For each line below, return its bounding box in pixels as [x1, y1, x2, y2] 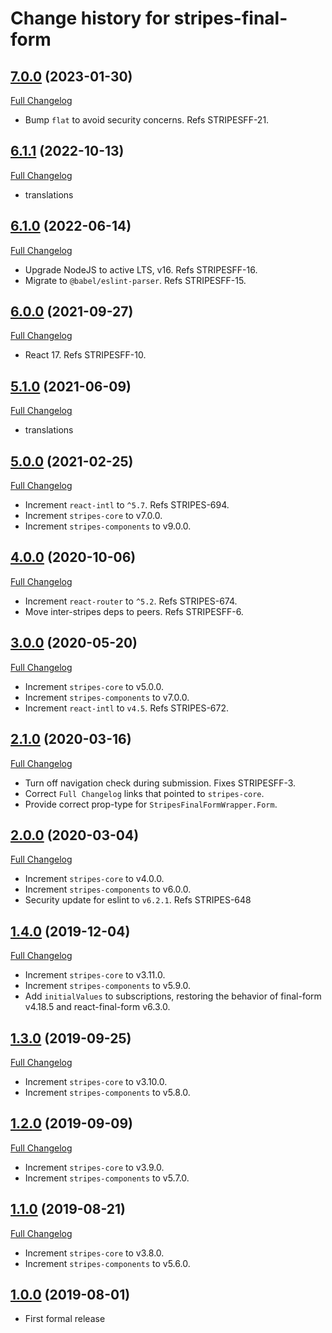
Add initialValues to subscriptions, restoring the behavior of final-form [24, 990, 322, 1002]
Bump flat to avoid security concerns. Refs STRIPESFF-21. [24, 114, 270, 126]
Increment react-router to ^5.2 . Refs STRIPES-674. [24, 595, 238, 607]
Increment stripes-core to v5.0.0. [24, 680, 165, 692]
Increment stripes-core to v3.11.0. [24, 969, 166, 981]
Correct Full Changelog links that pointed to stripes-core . [24, 787, 265, 799]
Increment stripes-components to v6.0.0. [24, 883, 192, 896]
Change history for [10, 7, 171, 30]
